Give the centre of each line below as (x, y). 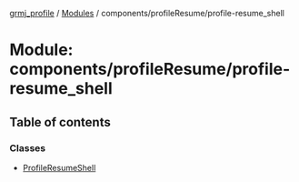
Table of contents (60, 122)
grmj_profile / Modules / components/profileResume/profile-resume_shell (147, 13)
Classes (28, 147)
